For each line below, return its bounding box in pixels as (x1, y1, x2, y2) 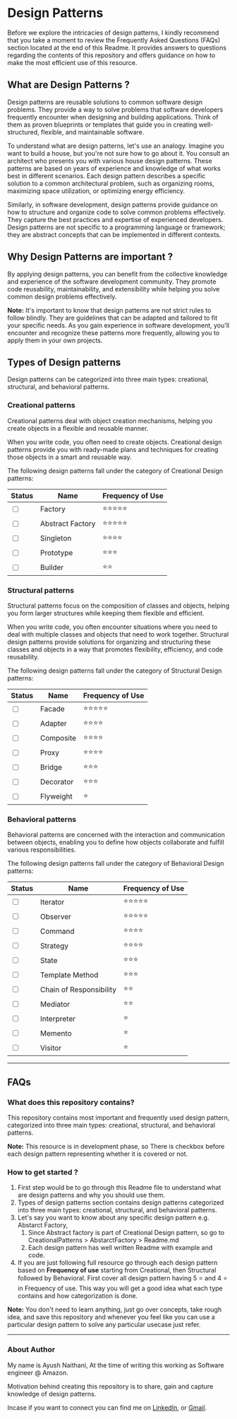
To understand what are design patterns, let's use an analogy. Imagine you (7, 141, 224, 150)
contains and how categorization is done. (17, 1292, 138, 1300)
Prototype (39, 548, 73, 558)
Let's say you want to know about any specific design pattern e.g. (17, 1213, 209, 1222)
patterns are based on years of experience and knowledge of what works (7, 164, 221, 173)
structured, (7, 127, 40, 136)
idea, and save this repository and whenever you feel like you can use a (7, 1313, 215, 1321)
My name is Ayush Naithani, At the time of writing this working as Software (7, 1360, 224, 1369)
